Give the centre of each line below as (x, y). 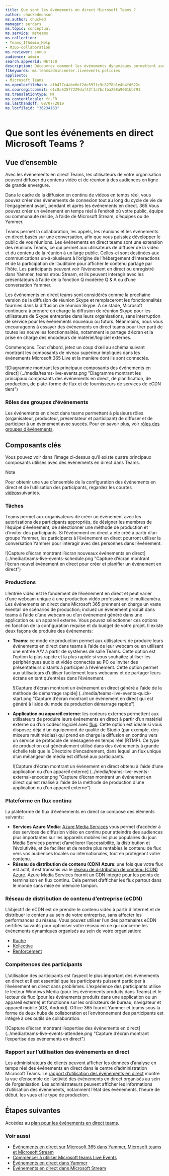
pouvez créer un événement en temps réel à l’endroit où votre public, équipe (84, 211)
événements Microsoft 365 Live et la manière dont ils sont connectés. (77, 358)
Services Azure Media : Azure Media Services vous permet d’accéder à (87, 827)
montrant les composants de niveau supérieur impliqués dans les (73, 353)
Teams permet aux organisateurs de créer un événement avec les (73, 517)
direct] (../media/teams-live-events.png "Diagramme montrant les (73, 373)
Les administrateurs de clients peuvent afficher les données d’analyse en (81, 1063)
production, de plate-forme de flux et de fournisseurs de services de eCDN (83, 384)
